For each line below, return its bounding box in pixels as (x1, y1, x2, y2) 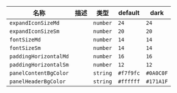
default (118, 9, 140, 17)
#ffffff (118, 78, 140, 84)
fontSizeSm (9, 45, 41, 51)
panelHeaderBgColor (9, 78, 66, 84)
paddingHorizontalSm (9, 61, 69, 68)
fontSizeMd (9, 36, 41, 43)
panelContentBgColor (9, 70, 69, 77)
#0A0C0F (145, 70, 168, 77)
